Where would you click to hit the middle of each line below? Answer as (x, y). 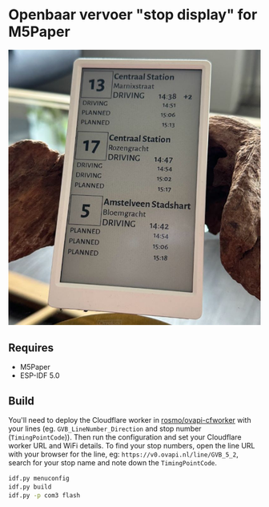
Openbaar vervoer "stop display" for (133, 15)
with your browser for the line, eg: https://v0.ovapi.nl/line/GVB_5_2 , (123, 454)
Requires (31, 348)
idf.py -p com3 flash (44, 495)
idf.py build (30, 487)
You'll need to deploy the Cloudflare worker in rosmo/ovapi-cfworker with (130, 420)
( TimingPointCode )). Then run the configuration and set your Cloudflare (125, 437)
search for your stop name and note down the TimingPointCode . (113, 462)
